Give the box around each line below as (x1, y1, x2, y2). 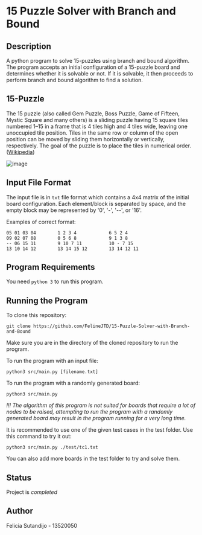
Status (6, 472, 32, 482)
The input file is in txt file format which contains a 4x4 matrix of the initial (6, 193, 189, 200)
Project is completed (6, 489, 57, 496)
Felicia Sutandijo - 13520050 (6, 522, 77, 529)
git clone (6, 323, 31, 330)
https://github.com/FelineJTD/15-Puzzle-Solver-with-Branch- (33, 323, 190, 330)
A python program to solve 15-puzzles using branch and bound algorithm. (6, 57, 190, 64)
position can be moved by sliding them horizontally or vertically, (6, 135, 165, 143)
